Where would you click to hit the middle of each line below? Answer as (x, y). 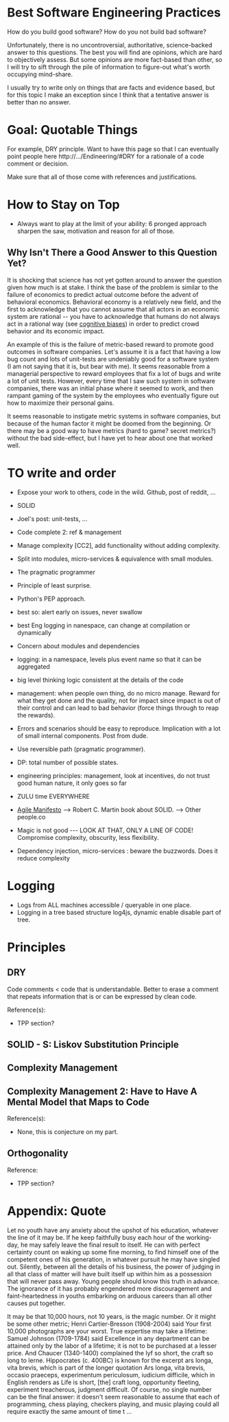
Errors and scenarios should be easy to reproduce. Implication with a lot (119, 728)
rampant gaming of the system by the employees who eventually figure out (113, 395)
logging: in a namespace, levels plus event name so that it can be (109, 659)
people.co (31, 816)
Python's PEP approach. (51, 599)
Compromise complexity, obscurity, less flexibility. (88, 837)
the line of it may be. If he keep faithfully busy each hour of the (96, 1237)
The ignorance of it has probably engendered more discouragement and (109, 1288)
